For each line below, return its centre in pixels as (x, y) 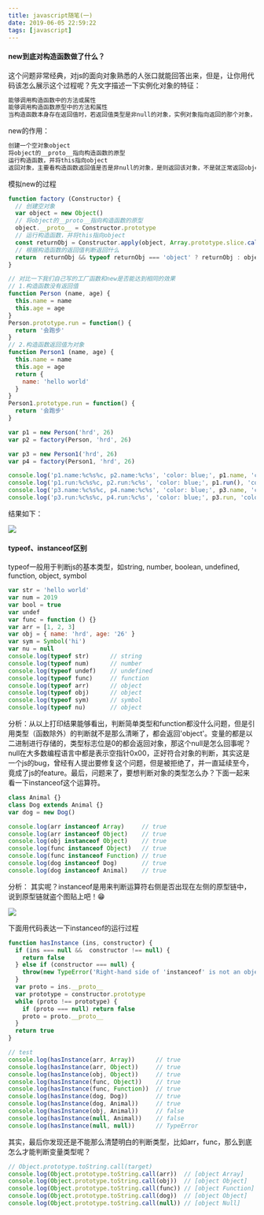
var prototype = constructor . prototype (81, 994)
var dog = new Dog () (42, 812)
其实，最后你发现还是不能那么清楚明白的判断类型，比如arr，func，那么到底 (130, 1142)
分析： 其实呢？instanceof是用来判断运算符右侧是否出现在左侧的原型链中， (130, 886)
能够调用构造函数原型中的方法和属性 (58, 107)
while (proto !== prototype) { (66, 1001)
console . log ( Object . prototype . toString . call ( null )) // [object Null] (125, 1203)
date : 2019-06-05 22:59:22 (52, 23)
